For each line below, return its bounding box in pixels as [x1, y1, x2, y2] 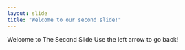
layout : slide [7, 10, 48, 17]
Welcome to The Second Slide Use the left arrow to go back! [7, 35, 179, 43]
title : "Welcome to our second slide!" [7, 16, 122, 23]
